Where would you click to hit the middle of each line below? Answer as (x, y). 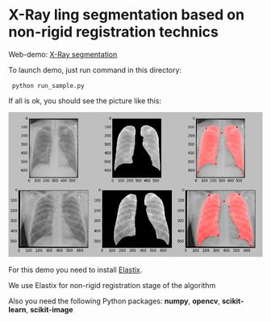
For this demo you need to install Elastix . (75, 270)
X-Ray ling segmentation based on (126, 15)
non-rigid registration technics (114, 32)
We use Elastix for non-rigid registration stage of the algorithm (112, 286)
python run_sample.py (48, 86)
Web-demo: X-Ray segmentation (63, 54)
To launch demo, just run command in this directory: (95, 69)
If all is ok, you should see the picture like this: (85, 100)
